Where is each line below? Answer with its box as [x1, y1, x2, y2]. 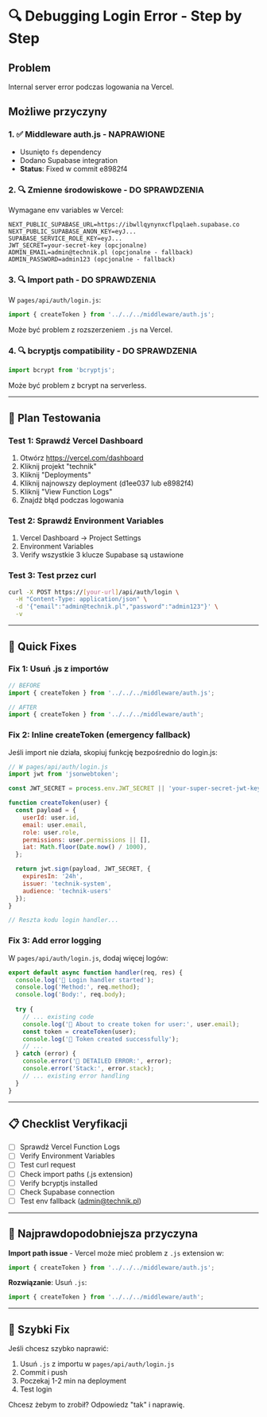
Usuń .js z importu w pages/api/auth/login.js [19, 1359, 175, 1369]
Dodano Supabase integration [19, 155, 118, 165]
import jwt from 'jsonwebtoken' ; [8, 770, 119, 778]
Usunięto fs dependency [19, 147, 102, 157]
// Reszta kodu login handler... [8, 916, 119, 924]
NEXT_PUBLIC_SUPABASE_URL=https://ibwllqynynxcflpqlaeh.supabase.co [8, 220, 240, 228]
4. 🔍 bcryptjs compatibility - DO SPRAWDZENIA [8, 346, 198, 357]
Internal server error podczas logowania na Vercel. [8, 82, 175, 91]
